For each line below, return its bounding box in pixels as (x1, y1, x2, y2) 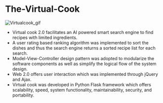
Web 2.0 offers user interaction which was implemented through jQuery (12, 71, 158, 77)
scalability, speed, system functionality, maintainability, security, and (12, 87, 152, 93)
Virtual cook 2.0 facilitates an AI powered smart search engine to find (12, 29, 154, 35)
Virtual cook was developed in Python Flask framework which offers (12, 81, 152, 87)
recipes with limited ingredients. (12, 34, 78, 40)
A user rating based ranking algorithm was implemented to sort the (12, 39, 149, 45)
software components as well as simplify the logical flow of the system (12, 61, 157, 67)
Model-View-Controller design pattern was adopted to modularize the (12, 55, 155, 61)
